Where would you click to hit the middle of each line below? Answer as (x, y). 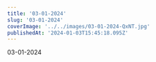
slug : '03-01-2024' (35, 20)
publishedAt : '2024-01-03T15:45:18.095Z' (68, 33)
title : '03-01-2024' (37, 13)
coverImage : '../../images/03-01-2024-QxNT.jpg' (79, 26)
